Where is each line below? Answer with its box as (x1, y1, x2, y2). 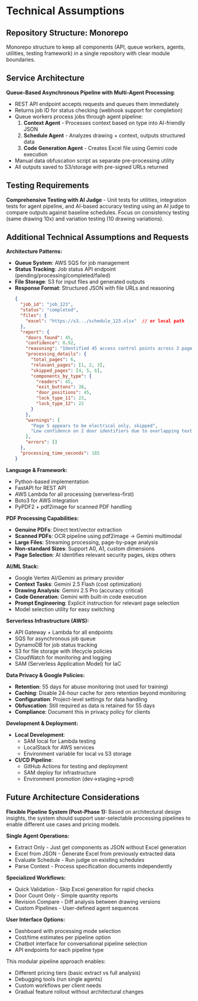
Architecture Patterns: (6, 248, 63, 255)
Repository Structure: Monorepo (6, 28, 129, 38)
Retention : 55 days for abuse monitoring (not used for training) (14, 683, 168, 690)
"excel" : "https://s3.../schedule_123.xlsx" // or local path (25, 318, 185, 324)
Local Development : (14, 731, 65, 738)
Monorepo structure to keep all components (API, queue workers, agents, (6, 43, 185, 50)
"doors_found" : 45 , (25, 335, 74, 341)
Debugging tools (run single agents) (14, 976, 103, 983)
